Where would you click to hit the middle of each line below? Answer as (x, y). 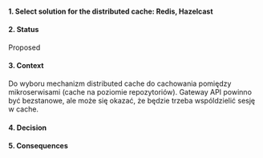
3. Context (26, 66)
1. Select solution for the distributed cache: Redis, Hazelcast (111, 11)
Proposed (24, 47)
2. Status (24, 30)
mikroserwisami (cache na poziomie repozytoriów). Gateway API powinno (130, 92)
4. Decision (27, 128)
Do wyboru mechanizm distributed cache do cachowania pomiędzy (120, 83)
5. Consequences (38, 146)
